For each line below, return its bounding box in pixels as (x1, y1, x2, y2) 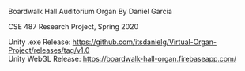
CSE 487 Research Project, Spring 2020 (8, 22, 139, 31)
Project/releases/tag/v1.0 (8, 46, 90, 54)
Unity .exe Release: (8, 37, 71, 47)
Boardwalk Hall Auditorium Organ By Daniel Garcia (8, 7, 172, 16)
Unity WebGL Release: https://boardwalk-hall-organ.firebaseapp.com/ (8, 54, 237, 63)
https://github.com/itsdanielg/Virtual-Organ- (72, 37, 217, 47)
